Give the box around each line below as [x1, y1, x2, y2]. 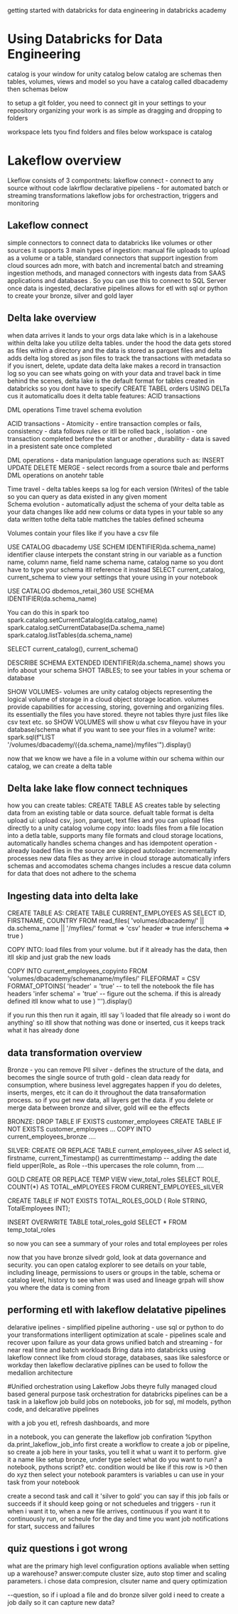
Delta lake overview [7, 312, 97, 324]
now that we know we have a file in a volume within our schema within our [7, 754, 225, 762]
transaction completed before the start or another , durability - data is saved [7, 434, 230, 443]
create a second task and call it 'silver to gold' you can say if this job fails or [7, 1491, 229, 1500]
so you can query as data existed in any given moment [7, 492, 168, 501]
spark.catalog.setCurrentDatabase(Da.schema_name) [7, 623, 166, 631]
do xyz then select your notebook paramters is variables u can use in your [7, 1470, 225, 1479]
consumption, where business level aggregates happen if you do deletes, [7, 1080, 222, 1089]
